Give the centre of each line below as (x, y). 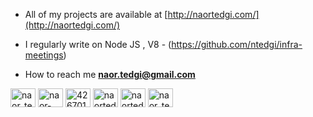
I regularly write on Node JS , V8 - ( (98, 44)
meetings (44, 55)
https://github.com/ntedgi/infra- (237, 44)
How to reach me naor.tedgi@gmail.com (110, 74)
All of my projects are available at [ (96, 14)
